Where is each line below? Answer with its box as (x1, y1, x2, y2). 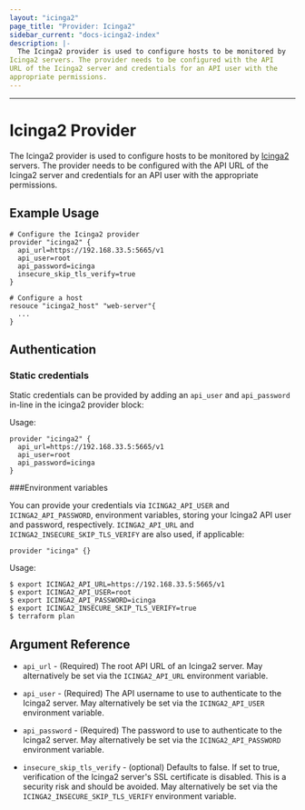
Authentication (9, 342, 97, 357)
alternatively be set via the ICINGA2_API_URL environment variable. (22, 670, 269, 681)
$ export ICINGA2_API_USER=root (9, 588, 132, 597)
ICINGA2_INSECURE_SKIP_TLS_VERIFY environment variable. (22, 791, 237, 801)
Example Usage (9, 205, 100, 221)
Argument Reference (9, 636, 131, 652)
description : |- (9, 38, 71, 48)
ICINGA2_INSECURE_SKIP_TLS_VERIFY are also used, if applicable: (9, 529, 245, 540)
